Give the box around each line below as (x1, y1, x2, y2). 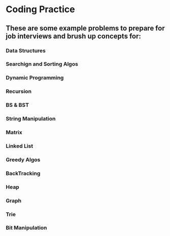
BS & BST (6, 102, 29, 109)
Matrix (6, 129, 22, 136)
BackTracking (6, 169, 41, 176)
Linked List (6, 142, 33, 150)
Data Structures (6, 47, 46, 54)
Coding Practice (6, 4, 75, 15)
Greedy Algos (6, 156, 41, 163)
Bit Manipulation (6, 224, 47, 231)
